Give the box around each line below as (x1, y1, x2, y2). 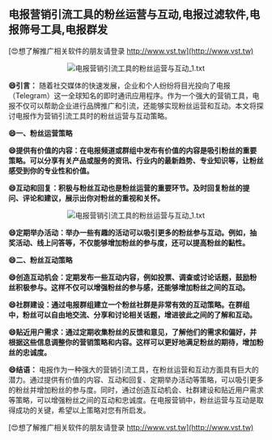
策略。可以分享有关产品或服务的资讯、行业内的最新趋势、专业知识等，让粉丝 (8, 155, 264, 165)
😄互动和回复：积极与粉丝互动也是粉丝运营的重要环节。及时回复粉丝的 (8, 183, 243, 192)
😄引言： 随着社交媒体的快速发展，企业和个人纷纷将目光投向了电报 (8, 80, 231, 90)
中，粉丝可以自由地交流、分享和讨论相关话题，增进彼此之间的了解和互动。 (8, 309, 257, 319)
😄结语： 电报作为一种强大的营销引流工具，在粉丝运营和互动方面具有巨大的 (8, 365, 259, 374)
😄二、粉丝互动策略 (8, 255, 73, 265)
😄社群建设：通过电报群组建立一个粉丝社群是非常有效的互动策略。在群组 (8, 300, 250, 309)
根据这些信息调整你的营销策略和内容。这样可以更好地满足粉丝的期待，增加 (8, 337, 257, 347)
